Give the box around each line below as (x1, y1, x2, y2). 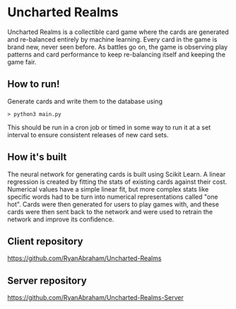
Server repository (7, 274, 87, 286)
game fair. (7, 57, 37, 66)
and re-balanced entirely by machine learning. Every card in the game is (7, 35, 218, 43)
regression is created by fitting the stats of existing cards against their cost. (7, 177, 228, 186)
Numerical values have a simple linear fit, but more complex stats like (7, 185, 209, 193)
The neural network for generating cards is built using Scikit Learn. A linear (7, 170, 226, 178)
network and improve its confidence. (7, 215, 114, 223)
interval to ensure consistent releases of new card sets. (7, 130, 169, 139)
